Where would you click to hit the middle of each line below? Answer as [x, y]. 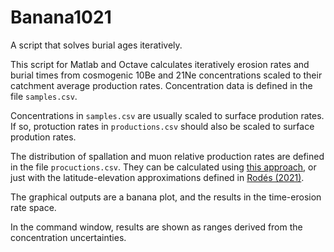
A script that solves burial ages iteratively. [96, 45]
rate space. [33, 207]
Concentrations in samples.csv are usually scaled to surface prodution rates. [167, 115]
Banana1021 [61, 17]
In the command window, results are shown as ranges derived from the [156, 227]
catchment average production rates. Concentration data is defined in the [161, 85]
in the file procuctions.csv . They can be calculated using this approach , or [163, 167]
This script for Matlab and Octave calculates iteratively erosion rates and [160, 64]
